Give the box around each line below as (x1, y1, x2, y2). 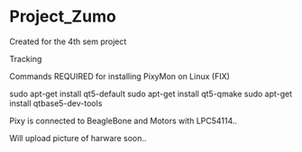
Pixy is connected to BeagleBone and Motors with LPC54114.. (9, 115, 237, 126)
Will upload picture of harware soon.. (9, 132, 147, 143)
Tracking (9, 53, 42, 64)
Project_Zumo (9, 6, 117, 27)
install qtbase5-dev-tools (9, 97, 103, 109)
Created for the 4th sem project (9, 36, 127, 47)
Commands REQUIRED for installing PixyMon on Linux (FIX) (9, 70, 230, 82)
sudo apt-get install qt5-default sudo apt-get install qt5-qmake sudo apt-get (9, 88, 293, 99)
